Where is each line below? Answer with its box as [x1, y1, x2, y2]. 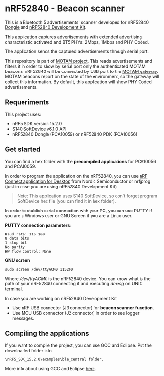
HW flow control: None [5, 249, 51, 254]
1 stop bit [5, 240, 27, 245]
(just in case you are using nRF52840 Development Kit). [5, 183, 118, 189]
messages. [12, 315, 35, 321]
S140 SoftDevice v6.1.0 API [12, 126, 67, 132]
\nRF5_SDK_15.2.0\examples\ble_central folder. [5, 357, 104, 362]
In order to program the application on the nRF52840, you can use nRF [5, 173, 148, 179]
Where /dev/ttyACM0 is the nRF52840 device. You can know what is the [5, 275, 151, 282]
